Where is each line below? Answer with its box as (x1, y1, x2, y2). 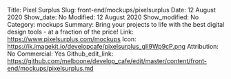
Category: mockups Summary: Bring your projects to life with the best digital (7, 21, 225, 28)
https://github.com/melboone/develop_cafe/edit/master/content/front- (7, 57, 208, 65)
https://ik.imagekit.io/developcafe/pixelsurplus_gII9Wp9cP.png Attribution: (7, 43, 219, 50)
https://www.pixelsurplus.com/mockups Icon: (7, 35, 137, 43)
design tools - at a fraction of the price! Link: (7, 27, 134, 36)
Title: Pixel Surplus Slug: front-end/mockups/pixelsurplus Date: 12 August (7, 6, 216, 14)
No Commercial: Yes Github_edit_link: (7, 49, 114, 58)
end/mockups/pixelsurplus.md (7, 65, 94, 72)
